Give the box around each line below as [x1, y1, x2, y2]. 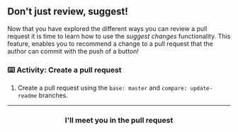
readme [17, 92, 38, 100]
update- [190, 85, 213, 92]
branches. [38, 91, 69, 100]
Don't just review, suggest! [7, 6, 129, 18]
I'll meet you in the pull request [64, 116, 174, 126]
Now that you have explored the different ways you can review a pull [7, 24, 208, 32]
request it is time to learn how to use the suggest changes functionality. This [7, 32, 231, 40]
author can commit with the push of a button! [7, 47, 140, 55]
